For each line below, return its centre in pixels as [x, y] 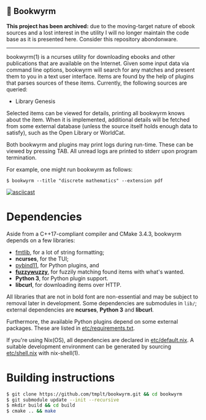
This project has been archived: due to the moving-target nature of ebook [101, 26]
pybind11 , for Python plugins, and [57, 265]
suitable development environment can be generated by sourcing [89, 346]
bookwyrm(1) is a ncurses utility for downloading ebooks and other [91, 56]
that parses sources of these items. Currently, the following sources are [97, 83]
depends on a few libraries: [41, 240]
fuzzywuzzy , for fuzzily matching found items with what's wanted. [100, 272]
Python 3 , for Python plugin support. [62, 278]
